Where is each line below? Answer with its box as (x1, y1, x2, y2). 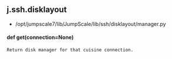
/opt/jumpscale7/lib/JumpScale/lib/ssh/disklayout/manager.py (15, 20, 167, 27)
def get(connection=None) (6, 34, 74, 41)
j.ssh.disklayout (6, 5, 67, 15)
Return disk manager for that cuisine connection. (6, 47, 134, 53)
